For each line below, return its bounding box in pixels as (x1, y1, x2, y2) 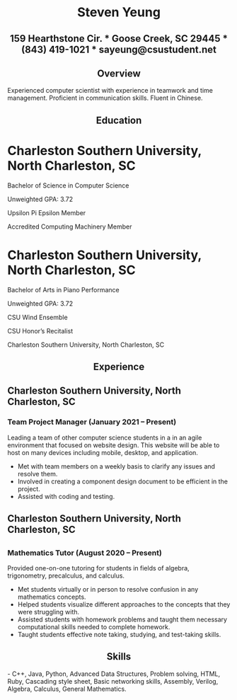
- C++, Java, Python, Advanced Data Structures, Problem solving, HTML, (7, 670, 221, 678)
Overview (96, 67, 141, 79)
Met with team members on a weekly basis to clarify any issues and (17, 461, 216, 471)
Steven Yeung (76, 4, 161, 21)
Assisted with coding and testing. (17, 492, 115, 500)
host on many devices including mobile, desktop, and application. (7, 448, 198, 457)
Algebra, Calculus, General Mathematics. (7, 684, 127, 693)
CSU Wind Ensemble (7, 313, 69, 321)
